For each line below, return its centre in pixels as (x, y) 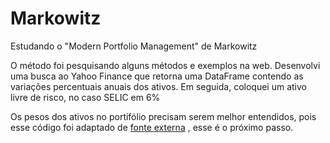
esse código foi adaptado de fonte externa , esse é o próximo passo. (152, 127)
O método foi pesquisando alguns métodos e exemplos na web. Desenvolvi (165, 65)
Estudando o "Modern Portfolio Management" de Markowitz (134, 46)
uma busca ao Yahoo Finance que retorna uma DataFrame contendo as (157, 76)
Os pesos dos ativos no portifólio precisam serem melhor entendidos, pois (163, 116)
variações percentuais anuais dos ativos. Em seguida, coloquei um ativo (158, 86)
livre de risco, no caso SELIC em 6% (85, 97)
